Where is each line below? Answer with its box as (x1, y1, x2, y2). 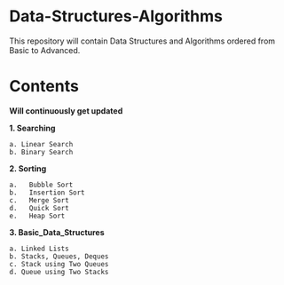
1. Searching (9, 123, 56, 133)
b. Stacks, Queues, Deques (9, 251, 109, 261)
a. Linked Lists (9, 244, 69, 253)
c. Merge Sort (9, 195, 69, 205)
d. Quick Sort (9, 203, 69, 212)
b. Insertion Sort (9, 188, 86, 197)
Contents (9, 76, 80, 97)
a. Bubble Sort (9, 180, 74, 189)
